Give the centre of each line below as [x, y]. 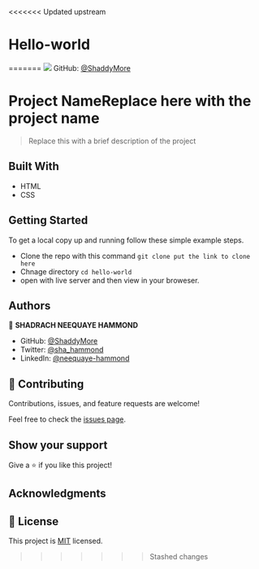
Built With [34, 166]
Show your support [58, 445]
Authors [30, 306]
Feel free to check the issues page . [67, 419]
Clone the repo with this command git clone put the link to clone [135, 256]
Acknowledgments [58, 494]
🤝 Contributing [46, 384]
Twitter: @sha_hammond [62, 350]
